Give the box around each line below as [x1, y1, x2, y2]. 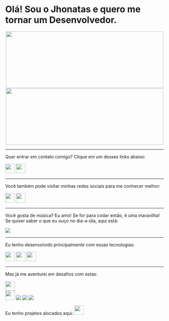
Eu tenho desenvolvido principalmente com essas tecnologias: [5, 241, 135, 248]
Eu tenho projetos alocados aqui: [5, 310, 73, 316]
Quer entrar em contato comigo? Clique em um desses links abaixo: [5, 153, 146, 159]
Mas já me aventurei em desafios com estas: [5, 271, 98, 277]
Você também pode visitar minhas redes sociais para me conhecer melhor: [5, 183, 161, 189]
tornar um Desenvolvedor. [5, 14, 117, 26]
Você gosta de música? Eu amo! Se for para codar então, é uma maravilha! [5, 212, 160, 218]
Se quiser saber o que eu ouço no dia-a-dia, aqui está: [5, 218, 119, 224]
